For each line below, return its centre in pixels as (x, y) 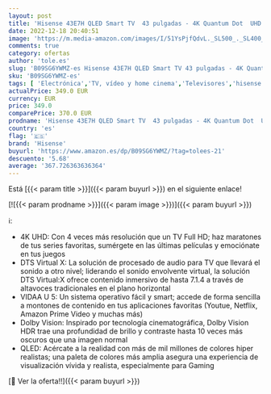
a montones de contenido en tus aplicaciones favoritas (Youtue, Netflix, (139, 306)
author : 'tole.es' (39, 61)
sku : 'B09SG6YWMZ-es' (45, 76)
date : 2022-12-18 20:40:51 (54, 31)
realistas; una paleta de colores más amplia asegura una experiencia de (139, 357)
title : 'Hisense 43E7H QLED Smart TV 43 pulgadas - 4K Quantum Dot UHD (135, 23)
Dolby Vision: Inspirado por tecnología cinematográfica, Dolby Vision (134, 323)
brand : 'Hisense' (38, 143)
